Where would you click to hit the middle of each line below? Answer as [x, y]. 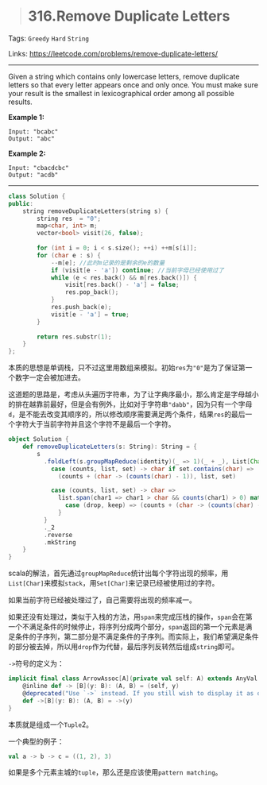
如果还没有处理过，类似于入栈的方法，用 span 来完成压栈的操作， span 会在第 [130, 617]
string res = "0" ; [69, 218]
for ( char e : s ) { [69, 255]
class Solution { [37, 196]
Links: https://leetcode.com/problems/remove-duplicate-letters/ [113, 53]
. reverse [58, 535]
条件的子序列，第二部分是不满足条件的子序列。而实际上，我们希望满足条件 [137, 637]
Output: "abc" [32, 138]
